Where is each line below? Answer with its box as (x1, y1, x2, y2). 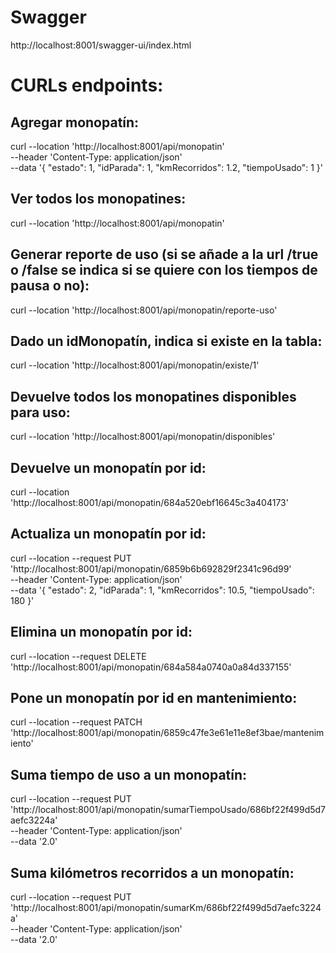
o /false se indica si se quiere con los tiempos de (10, 262, 318, 279)
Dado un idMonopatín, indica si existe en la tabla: (10, 332, 323, 350)
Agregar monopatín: (10, 114, 140, 131)
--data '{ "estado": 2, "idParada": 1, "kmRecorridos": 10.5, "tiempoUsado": (10, 584, 315, 596)
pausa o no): (10, 277, 90, 295)
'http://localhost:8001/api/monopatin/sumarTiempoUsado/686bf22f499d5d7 (10, 804, 327, 816)
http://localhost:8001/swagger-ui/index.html (10, 39, 192, 51)
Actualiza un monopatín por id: (10, 526, 207, 543)
